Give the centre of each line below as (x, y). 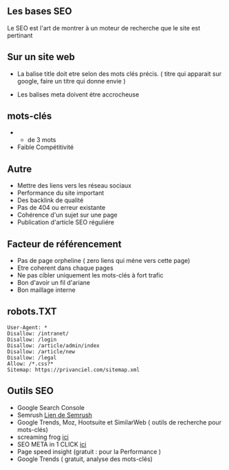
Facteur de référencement (64, 244)
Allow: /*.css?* (30, 364)
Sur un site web (41, 57)
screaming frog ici (43, 437)
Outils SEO (30, 391)
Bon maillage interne (46, 290)
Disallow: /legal (32, 358)
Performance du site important (61, 193)
